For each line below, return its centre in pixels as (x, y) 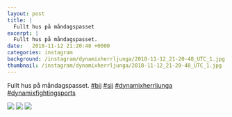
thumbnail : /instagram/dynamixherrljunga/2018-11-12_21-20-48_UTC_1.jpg (115, 65)
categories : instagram (40, 53)
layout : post (26, 14)
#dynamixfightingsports (42, 93)
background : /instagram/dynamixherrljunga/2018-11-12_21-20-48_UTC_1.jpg (116, 59)
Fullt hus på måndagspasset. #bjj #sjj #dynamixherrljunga (90, 85)
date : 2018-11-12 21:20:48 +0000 (59, 46)
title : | (20, 20)
